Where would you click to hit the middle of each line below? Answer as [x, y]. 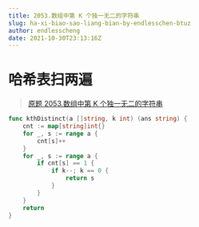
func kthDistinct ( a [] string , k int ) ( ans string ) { [98, 119]
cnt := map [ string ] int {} [64, 126]
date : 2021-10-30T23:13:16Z [55, 38]
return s [80, 178]
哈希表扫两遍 [51, 80]
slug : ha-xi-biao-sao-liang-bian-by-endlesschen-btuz [100, 23]
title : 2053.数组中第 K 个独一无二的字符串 [74, 16]
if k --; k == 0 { [80, 171]
